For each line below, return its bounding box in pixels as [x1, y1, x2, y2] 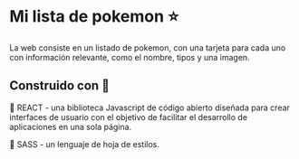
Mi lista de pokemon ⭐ [9, 6, 179, 27]
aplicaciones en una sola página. [9, 121, 132, 132]
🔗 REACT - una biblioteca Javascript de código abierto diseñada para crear [9, 102, 290, 113]
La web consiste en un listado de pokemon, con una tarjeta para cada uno [9, 42, 286, 53]
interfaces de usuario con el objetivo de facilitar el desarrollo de [9, 111, 247, 122]
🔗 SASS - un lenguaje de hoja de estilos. [9, 138, 160, 149]
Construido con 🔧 [9, 78, 111, 94]
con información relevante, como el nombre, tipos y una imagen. [9, 51, 251, 62]
